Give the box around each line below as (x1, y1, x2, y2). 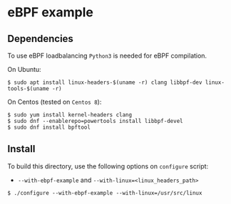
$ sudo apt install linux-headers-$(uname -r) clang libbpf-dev (7, 79, 202, 86)
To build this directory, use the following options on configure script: (7, 161, 209, 171)
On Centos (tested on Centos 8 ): (7, 97, 102, 106)
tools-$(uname (7, 85, 50, 92)
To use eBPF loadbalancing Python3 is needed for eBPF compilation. (7, 51, 207, 60)
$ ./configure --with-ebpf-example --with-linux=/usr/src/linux (7, 189, 202, 196)
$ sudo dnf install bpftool (7, 124, 91, 131)
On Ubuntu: (7, 65, 41, 73)
